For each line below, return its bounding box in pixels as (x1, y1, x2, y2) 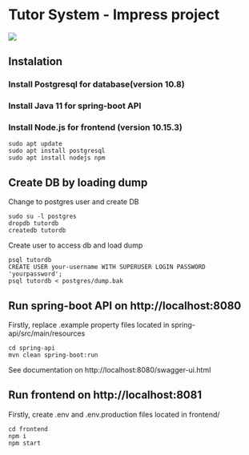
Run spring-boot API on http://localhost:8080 (8, 299, 242, 312)
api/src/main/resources (8, 328, 86, 338)
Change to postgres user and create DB (8, 197, 139, 207)
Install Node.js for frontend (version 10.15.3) (8, 122, 183, 133)
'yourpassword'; (8, 270, 62, 278)
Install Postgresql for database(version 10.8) (8, 79, 186, 90)
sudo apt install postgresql (8, 147, 106, 155)
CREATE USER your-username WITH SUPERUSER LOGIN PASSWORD (8, 263, 206, 272)
